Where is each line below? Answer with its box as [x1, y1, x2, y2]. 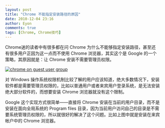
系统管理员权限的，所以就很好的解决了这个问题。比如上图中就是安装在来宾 [9, 112, 160, 117]
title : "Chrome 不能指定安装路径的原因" [5, 12, 81, 17]
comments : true [5, 26, 36, 31]
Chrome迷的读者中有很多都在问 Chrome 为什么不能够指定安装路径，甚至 [5, 44, 152, 50]
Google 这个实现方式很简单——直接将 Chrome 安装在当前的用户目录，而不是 [5, 99, 160, 105]
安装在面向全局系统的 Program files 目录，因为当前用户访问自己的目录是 [5, 105, 151, 111]
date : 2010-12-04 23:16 [5, 16, 54, 21]
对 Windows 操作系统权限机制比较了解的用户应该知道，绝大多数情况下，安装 [5, 77, 160, 82]
